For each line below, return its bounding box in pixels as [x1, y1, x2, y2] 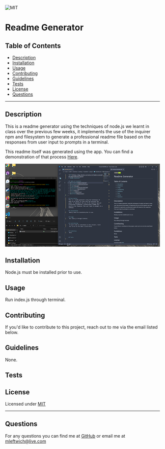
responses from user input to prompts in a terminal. [5, 139, 109, 145]
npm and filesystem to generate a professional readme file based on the [5, 134, 151, 140]
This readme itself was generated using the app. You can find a [5, 149, 134, 154]
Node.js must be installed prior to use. [5, 269, 82, 275]
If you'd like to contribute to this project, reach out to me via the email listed [5, 324, 158, 330]
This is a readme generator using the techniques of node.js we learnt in [5, 123, 150, 129]
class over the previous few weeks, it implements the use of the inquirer [5, 128, 151, 134]
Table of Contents [5, 41, 61, 50]
